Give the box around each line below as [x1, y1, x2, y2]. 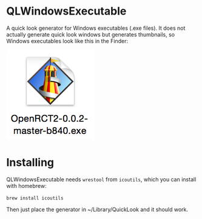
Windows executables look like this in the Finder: [6, 37, 129, 44]
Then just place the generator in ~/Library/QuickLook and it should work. [6, 206, 189, 213]
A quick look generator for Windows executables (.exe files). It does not [6, 24, 186, 32]
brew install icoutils [6, 195, 64, 201]
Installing [6, 156, 55, 170]
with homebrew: [6, 182, 47, 189]
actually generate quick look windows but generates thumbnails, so [6, 30, 175, 38]
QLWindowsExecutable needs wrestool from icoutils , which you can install [6, 175, 197, 183]
